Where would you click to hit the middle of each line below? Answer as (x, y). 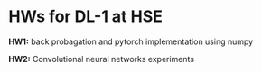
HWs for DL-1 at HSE (86, 17)
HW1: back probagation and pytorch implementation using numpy (131, 41)
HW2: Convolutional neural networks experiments (102, 59)
